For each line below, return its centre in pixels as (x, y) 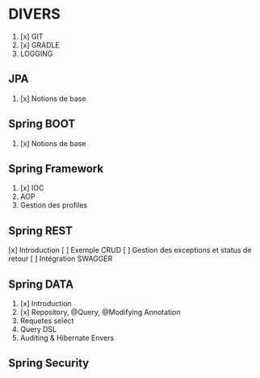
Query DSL (38, 329)
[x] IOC (32, 188)
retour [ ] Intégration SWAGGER (61, 258)
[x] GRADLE (40, 44)
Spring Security (49, 363)
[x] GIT (31, 36)
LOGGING (36, 53)
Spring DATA (41, 284)
